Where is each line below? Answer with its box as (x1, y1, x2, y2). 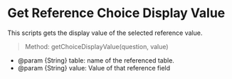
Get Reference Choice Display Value (7, 5, 226, 21)
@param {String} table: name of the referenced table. (17, 56, 174, 65)
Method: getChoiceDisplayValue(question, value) (24, 42, 169, 51)
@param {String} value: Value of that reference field (17, 63, 171, 72)
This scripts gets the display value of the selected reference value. (7, 28, 203, 37)
